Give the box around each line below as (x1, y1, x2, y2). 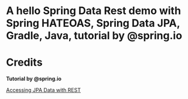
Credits (6, 56, 43, 69)
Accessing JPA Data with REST (6, 87, 81, 94)
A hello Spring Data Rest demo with (6, 4, 182, 18)
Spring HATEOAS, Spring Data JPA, (6, 16, 180, 30)
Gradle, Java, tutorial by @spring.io (6, 29, 183, 42)
